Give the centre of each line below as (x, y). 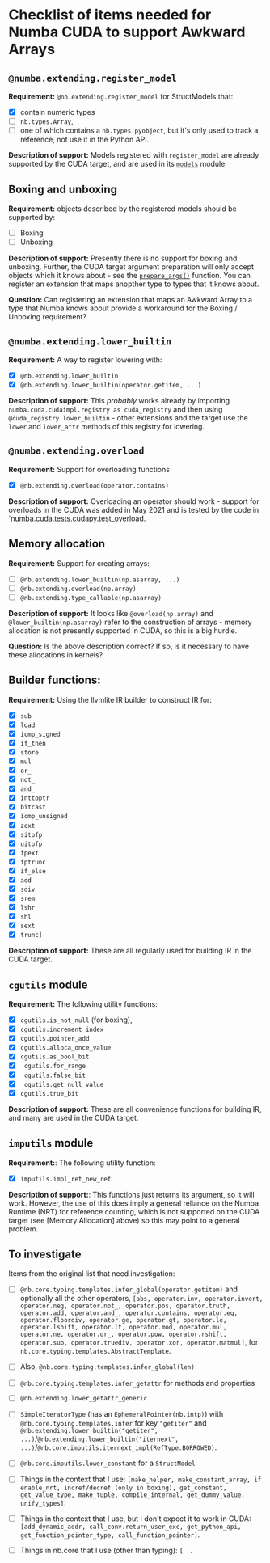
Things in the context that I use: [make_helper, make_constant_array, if (141, 1479)
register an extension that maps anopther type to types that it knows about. (134, 284)
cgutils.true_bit (49, 1093)
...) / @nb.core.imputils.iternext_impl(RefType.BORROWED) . (118, 1447)
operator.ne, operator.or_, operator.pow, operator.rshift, (123, 1335)
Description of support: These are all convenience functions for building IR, (135, 1109)
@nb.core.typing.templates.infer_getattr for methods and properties (137, 1383)
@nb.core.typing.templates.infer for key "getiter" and (114, 1423)
